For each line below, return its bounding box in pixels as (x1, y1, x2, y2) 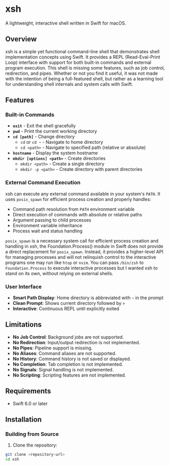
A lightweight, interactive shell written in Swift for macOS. (5, 20, 127, 26)
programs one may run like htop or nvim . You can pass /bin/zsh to (5, 259, 144, 265)
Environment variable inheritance (12, 222, 83, 228)
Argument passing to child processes (12, 217, 91, 223)
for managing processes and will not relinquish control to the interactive (5, 254, 157, 260)
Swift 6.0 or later (12, 400, 48, 407)
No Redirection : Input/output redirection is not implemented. (12, 339, 140, 345)
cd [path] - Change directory (12, 134, 75, 140)
